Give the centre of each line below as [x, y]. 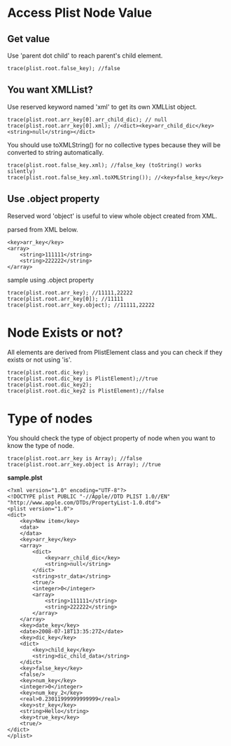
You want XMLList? [50, 90]
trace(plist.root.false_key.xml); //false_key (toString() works [104, 165]
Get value [29, 39]
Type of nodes [50, 418]
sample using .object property [51, 280]
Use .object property [54, 199]
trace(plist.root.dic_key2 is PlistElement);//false [86, 391]
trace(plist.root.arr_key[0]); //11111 [65, 299]
